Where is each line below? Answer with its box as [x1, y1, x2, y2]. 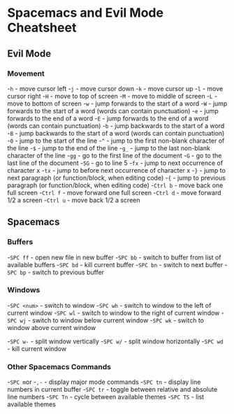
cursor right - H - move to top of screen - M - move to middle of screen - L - [7, 92, 218, 100]
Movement [7, 69, 45, 78]
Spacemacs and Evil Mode [7, 5, 164, 21]
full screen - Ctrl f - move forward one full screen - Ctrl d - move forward [7, 188, 221, 197]
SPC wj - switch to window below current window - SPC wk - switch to [7, 316, 205, 324]
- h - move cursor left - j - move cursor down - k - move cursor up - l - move [7, 84, 224, 92]
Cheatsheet [7, 20, 77, 36]
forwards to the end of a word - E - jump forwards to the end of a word [7, 114, 209, 122]
